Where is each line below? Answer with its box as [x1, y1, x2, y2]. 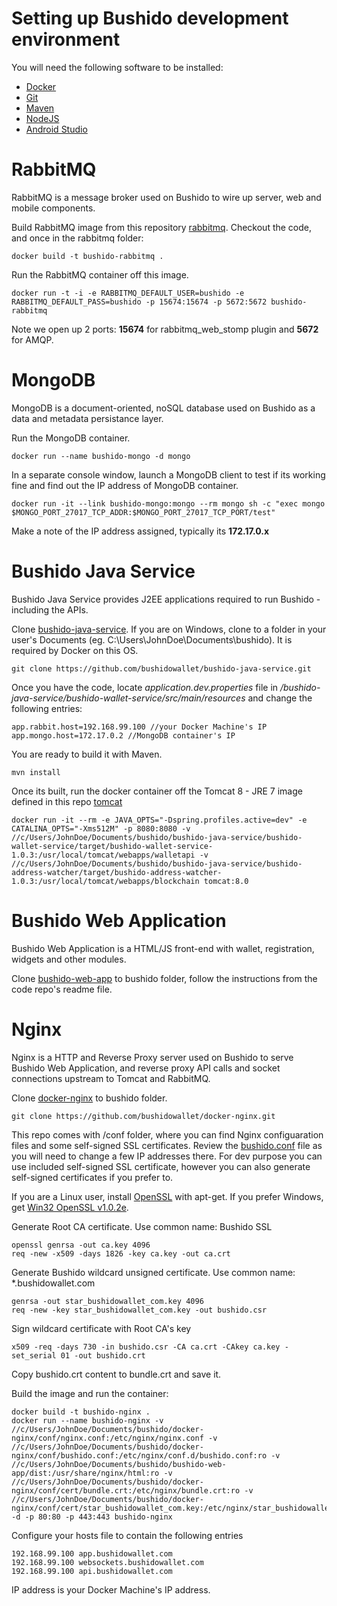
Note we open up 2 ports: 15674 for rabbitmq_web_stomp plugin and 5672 [11, 323, 319, 335]
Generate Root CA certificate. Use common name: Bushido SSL [11, 1220, 273, 1232]
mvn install [11, 767, 61, 777]
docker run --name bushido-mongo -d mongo [11, 451, 191, 461]
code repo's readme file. [11, 983, 113, 995]
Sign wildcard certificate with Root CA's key [11, 1322, 192, 1334]
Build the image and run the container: [11, 1387, 169, 1399]
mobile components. [11, 202, 96, 214]
